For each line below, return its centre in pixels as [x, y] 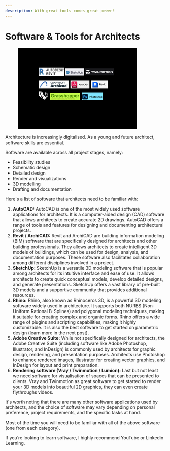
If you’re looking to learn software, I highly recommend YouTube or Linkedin [84, 438]
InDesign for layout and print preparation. [56, 365]
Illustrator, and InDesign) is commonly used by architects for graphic [84, 349]
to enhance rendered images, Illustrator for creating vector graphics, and [89, 360]
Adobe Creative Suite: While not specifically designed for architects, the [89, 338]
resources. [24, 295]
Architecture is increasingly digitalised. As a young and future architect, [80, 137]
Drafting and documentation [42, 189]
